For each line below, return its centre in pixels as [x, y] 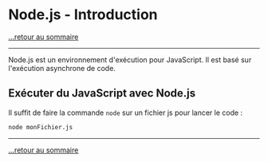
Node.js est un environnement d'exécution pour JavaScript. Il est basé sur [130, 59]
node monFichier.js [41, 127]
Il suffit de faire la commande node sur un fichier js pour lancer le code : [126, 113]
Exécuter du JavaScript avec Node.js [102, 93]
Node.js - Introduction [83, 15]
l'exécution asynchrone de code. [62, 68]
